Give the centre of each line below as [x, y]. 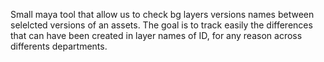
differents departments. [59, 46]
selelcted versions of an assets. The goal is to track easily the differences [161, 25]
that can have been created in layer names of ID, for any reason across [156, 35]
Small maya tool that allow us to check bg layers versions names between [162, 14]
